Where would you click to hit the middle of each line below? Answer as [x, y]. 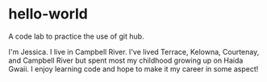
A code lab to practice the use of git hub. [76, 36]
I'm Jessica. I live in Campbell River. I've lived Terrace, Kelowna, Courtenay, [134, 51]
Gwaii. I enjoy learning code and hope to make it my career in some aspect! [133, 68]
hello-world [48, 14]
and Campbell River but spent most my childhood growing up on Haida [126, 60]
